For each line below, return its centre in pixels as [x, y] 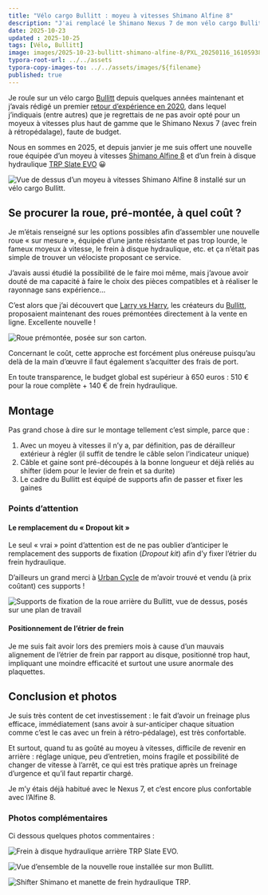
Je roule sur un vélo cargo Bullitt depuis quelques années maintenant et [126, 97]
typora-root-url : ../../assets [60, 61]
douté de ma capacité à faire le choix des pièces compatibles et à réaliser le [133, 282]
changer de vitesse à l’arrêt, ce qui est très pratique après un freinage [123, 765]
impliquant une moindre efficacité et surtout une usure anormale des [121, 663]
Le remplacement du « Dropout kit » [69, 527]
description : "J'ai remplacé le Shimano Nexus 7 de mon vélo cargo [123, 23]
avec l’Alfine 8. [32, 798]
